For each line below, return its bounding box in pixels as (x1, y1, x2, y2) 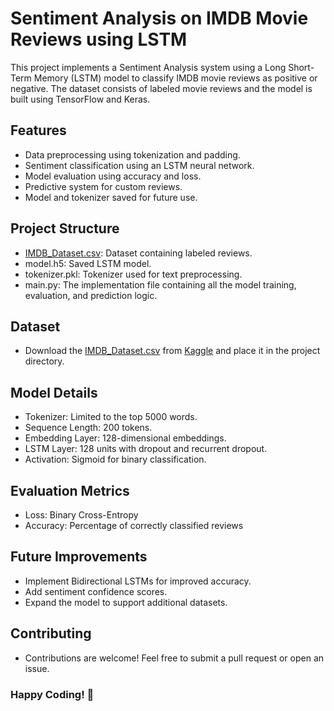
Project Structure (10, 220, 120, 237)
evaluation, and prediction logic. (24, 289, 158, 301)
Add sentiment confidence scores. (24, 585, 168, 597)
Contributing (10, 625, 92, 642)
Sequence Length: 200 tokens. (24, 422, 153, 434)
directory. (24, 355, 65, 367)
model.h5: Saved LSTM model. (24, 257, 152, 269)
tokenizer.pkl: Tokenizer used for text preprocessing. (24, 268, 243, 280)
